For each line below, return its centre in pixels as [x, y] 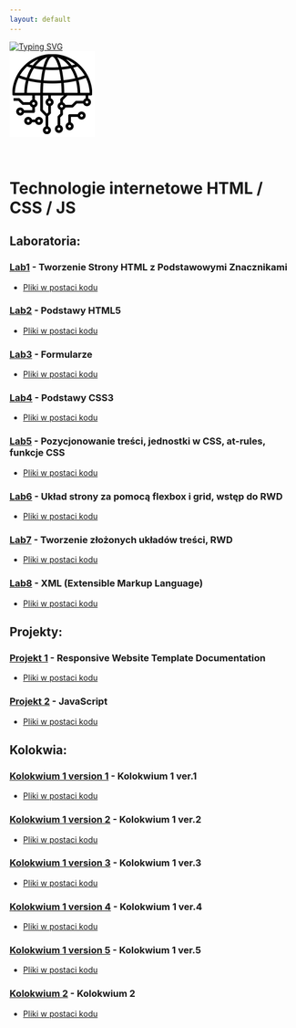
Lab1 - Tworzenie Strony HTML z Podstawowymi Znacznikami [148, 267]
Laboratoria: [45, 241]
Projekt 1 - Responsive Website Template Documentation [138, 657]
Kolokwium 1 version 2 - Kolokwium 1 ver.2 [106, 820]
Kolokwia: [38, 750]
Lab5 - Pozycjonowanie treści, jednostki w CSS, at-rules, [138, 441]
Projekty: [36, 631]
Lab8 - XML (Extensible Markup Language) [106, 583]
